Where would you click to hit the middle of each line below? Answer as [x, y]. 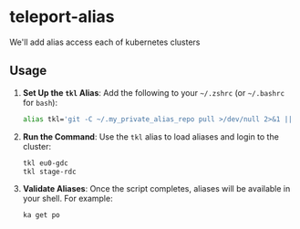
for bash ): [40, 102]
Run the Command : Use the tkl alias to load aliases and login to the [151, 136]
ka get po [41, 215]
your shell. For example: [67, 199]
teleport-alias [62, 17]
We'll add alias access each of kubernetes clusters [105, 42]
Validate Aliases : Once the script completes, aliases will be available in [156, 189]
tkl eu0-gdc [45, 163]
